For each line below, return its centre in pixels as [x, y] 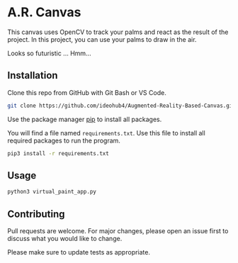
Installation [33, 75]
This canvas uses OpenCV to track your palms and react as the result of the [118, 32]
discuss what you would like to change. [65, 239]
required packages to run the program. [64, 140]
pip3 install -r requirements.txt [58, 153]
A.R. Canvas [44, 12]
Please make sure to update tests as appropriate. [79, 252]
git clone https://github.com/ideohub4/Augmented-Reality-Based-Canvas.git [121, 106]
